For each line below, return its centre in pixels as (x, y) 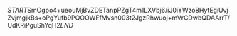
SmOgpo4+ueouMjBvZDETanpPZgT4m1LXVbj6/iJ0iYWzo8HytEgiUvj (128, 10)
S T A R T (17, 10)
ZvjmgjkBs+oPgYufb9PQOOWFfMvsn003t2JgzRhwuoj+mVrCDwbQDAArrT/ (118, 18)
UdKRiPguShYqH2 (34, 25)
